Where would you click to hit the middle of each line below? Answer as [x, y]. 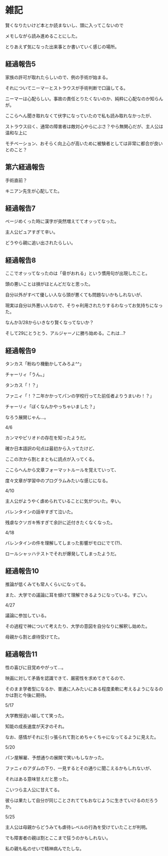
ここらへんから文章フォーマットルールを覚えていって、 [62, 470]
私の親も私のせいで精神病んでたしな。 [43, 848]
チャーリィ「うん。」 [26, 374]
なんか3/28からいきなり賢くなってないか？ [50, 323]
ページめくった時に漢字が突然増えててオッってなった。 [62, 221]
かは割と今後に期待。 [27, 695]
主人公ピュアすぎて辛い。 [32, 232]
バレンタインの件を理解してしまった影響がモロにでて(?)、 [65, 543]
